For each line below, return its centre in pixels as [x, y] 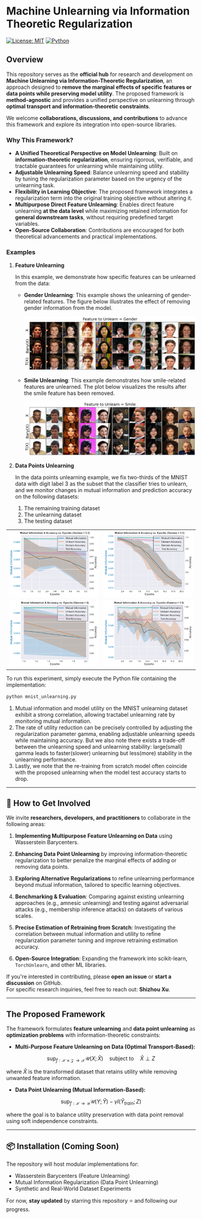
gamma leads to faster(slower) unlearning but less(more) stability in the [103, 753]
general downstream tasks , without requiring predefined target [94, 217]
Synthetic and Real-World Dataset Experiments [73, 1188]
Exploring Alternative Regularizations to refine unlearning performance [105, 878]
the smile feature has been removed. [69, 393]
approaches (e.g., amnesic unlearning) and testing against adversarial [102, 903]
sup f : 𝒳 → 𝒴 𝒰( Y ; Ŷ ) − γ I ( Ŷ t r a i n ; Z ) [101, 1102]
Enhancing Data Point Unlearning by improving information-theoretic [101, 854]
